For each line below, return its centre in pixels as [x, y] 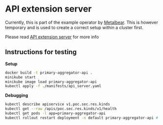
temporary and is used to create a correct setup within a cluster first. [74, 27]
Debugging [17, 95]
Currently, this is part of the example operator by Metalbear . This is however [82, 22]
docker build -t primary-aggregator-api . [49, 73]
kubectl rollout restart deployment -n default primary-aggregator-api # [82, 118]
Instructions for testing [41, 52]
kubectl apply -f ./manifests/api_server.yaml [53, 86]
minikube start [20, 77]
